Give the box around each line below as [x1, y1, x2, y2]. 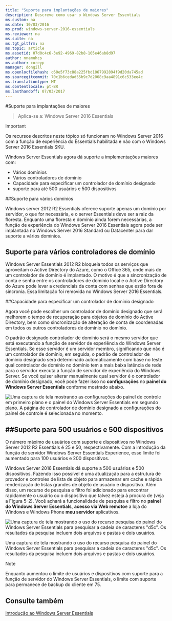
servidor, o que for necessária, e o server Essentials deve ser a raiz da [5, 211, 154, 217]
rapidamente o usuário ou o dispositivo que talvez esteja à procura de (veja [5, 492, 164, 499]
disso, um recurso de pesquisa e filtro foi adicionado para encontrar [5, 487, 149, 494]
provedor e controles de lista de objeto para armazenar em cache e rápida [5, 476, 162, 482]
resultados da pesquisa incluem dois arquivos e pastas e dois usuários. [5, 551, 156, 557]
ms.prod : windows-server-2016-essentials [5, 27, 95, 32]
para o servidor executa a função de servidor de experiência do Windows [5, 368, 161, 374]
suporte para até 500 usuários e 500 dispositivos [12, 186, 117, 192]
